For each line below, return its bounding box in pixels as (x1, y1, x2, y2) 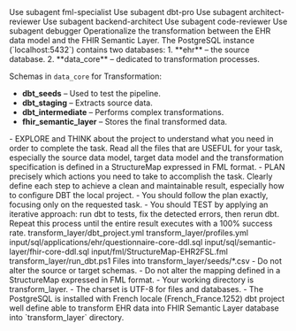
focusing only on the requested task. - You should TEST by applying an (9, 199, 269, 210)
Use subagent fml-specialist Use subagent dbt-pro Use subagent (9, 7, 247, 17)
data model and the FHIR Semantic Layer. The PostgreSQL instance (9, 35, 254, 45)
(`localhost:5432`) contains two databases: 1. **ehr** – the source (9, 44, 250, 55)
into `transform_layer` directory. (9, 312, 125, 322)
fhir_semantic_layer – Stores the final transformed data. (21, 117, 228, 127)
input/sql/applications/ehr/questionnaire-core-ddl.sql (9, 237, 203, 247)
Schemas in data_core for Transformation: (9, 71, 162, 81)
